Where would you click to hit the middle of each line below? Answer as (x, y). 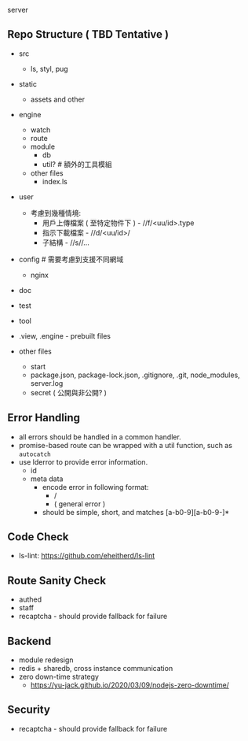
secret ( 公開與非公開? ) (69, 392)
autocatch (35, 454)
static (27, 83)
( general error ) (80, 504)
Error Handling (44, 418)
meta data (47, 479)
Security (29, 710)
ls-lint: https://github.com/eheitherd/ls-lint (87, 556)
